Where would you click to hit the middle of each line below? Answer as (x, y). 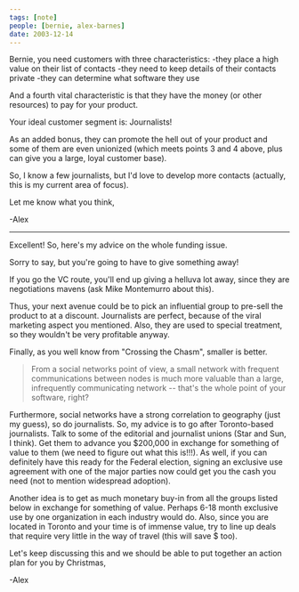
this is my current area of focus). (69, 185)
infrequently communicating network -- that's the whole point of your (158, 388)
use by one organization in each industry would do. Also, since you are (139, 517)
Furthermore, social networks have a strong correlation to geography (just (145, 415)
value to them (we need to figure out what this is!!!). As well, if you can (138, 453)
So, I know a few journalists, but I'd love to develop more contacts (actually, (148, 175)
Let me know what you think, (62, 202)
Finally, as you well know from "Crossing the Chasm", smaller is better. (138, 352)
